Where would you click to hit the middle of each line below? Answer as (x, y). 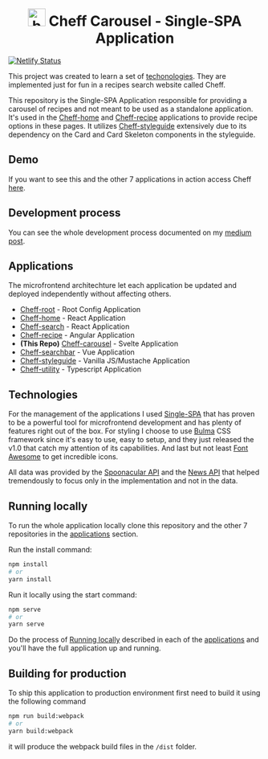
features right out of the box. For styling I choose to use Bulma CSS (120, 431)
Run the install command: (50, 550)
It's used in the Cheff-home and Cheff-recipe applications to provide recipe (133, 117)
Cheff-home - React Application (73, 318)
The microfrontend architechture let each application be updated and (122, 285)
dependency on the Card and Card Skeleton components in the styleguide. (132, 134)
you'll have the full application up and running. (85, 648)
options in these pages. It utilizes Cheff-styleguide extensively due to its (128, 125)
